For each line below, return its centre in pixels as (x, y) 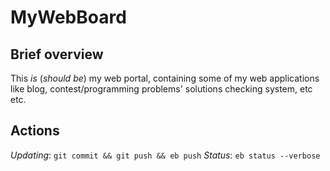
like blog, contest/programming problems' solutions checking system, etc (161, 89)
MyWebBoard (68, 17)
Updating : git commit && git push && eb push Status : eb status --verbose (165, 155)
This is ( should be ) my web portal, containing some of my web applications (165, 78)
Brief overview (57, 54)
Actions (35, 131)
